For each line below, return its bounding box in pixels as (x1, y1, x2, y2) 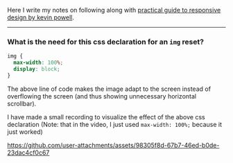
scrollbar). (7, 99, 37, 108)
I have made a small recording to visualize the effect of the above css (7, 112, 206, 121)
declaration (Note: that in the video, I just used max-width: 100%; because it (7, 120, 223, 128)
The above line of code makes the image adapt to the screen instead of (7, 85, 212, 93)
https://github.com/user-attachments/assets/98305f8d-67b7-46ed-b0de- (7, 141, 220, 149)
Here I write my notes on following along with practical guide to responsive (7, 6, 221, 14)
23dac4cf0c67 (7, 148, 50, 157)
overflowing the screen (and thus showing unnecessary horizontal (7, 92, 196, 100)
